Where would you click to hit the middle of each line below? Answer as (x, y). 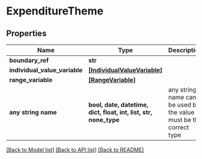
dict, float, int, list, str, (120, 112)
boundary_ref (29, 60)
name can (182, 97)
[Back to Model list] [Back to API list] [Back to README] (75, 150)
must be (179, 120)
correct (179, 127)
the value (181, 112)
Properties (26, 33)
